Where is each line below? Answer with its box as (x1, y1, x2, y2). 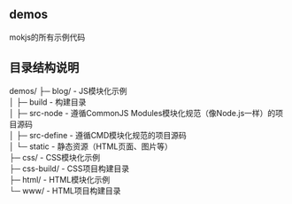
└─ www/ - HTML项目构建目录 (9, 185, 121, 196)
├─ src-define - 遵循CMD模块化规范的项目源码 (16, 129, 188, 140)
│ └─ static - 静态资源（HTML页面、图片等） (9, 141, 173, 152)
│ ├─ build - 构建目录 (9, 97, 87, 107)
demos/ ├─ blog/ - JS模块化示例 (9, 85, 127, 96)
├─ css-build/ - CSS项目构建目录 (9, 163, 130, 174)
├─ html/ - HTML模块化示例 (9, 174, 111, 184)
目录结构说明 (9, 60, 80, 75)
